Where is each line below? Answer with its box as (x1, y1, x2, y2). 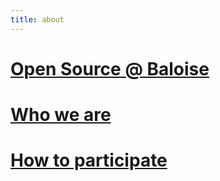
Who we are (10, 104, 112, 126)
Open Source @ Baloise (10, 57, 210, 80)
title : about (10, 14, 65, 25)
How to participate (10, 149, 168, 172)
